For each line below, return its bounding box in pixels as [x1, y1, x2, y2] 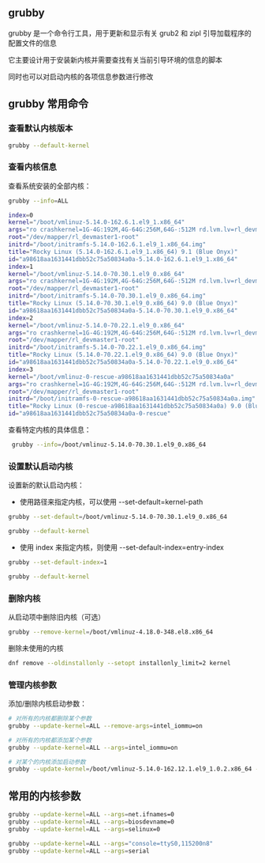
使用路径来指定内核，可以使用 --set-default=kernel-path [19, 498, 203, 507]
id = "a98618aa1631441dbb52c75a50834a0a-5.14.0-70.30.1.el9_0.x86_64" [8, 306, 238, 315]
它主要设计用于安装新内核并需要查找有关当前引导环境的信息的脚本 [8, 55, 222, 64]
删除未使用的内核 [8, 643, 64, 653]
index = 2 [8, 314, 34, 322]
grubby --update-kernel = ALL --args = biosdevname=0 [8, 818, 175, 826]
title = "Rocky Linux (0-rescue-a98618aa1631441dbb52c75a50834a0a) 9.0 [8, 403, 242, 411]
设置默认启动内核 [8, 460, 73, 471]
